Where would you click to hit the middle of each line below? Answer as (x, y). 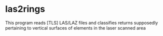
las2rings (25, 9)
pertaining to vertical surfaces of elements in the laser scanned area (75, 28)
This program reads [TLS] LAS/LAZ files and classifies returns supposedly (82, 23)
